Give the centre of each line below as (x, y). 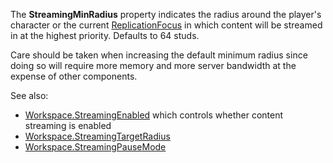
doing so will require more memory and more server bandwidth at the (153, 65)
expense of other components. (74, 76)
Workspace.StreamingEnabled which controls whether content (154, 115)
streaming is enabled (68, 125)
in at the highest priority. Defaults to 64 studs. (105, 35)
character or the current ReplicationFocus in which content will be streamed (166, 25)
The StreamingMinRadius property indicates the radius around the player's (166, 14)
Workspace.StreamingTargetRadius (97, 136)
